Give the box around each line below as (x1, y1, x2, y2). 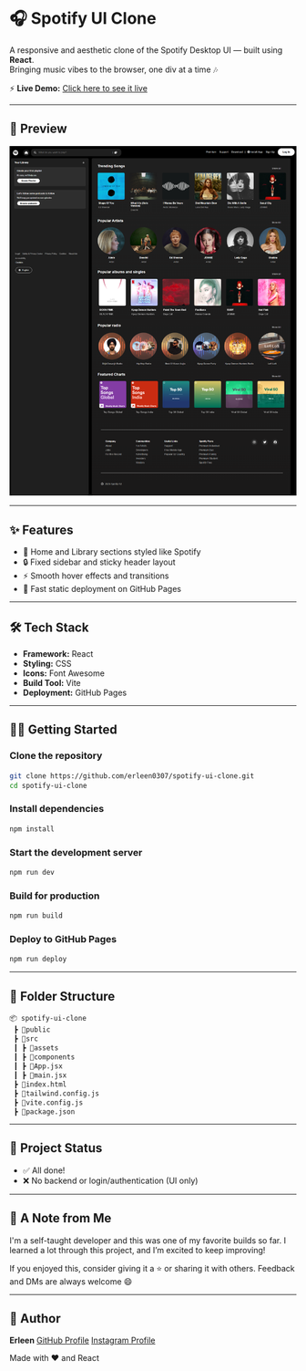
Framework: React (22, 649, 94, 660)
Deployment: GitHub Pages (22, 687, 127, 699)
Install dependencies (9, 803, 105, 815)
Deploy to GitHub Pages (9, 932, 117, 945)
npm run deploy (9, 955, 67, 964)
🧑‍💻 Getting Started (9, 722, 117, 738)
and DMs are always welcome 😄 (9, 1275, 133, 1287)
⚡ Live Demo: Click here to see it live (9, 82, 148, 93)
